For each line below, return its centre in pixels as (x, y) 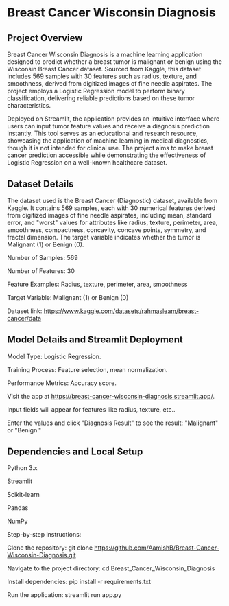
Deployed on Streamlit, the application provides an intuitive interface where (113, 119)
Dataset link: (25, 311)
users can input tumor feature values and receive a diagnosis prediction (109, 126)
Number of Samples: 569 (43, 257)
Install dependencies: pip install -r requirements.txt (79, 582)
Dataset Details (40, 184)
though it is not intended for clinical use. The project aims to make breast (110, 148)
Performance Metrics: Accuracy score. (62, 383)
